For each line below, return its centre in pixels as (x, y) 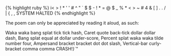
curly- (155, 43)
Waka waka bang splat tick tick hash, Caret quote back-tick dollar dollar (81, 33)
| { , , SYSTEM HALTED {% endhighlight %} (50, 13)
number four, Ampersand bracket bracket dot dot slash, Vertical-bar (77, 43)
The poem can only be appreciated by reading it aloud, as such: (72, 23)
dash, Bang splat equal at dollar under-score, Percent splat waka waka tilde (84, 38)
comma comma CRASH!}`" (50, 49)
